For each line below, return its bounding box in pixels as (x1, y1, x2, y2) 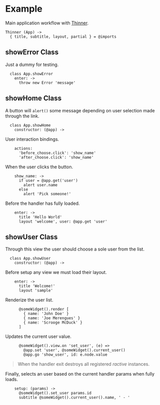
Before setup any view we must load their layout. (5, 269, 107, 275)
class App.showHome (10, 122, 51, 128)
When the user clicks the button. (5, 164, 73, 170)
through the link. (5, 113, 39, 119)
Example (5, 3, 43, 15)
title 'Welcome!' (18, 284, 56, 289)
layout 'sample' (18, 288, 53, 293)
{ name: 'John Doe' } (23, 311, 69, 317)
